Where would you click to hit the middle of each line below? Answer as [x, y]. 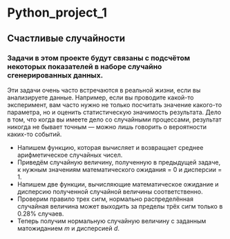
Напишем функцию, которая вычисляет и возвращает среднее [110, 147]
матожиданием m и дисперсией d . [68, 228]
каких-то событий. [35, 134]
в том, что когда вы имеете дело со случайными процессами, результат [115, 119]
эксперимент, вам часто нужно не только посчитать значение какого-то [115, 104]
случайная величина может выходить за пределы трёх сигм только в [120, 206]
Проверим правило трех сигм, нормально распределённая [105, 199]
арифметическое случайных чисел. [70, 155]
